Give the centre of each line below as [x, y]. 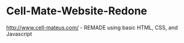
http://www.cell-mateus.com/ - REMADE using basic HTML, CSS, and [92, 27]
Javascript [19, 33]
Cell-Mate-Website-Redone [77, 11]
